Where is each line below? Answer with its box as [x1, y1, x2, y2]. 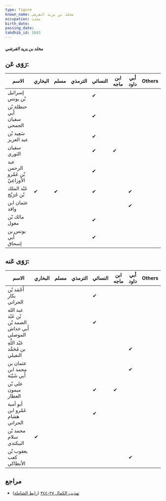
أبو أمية [7, 401, 23, 407]
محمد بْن [7, 427, 26, 434]
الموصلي [7, 331, 26, 338]
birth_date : [5, 21, 30, 26]
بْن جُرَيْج [7, 191, 25, 198]
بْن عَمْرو [7, 171, 26, 178]
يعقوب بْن [7, 448, 28, 454]
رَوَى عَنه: [5, 257, 30, 265]
